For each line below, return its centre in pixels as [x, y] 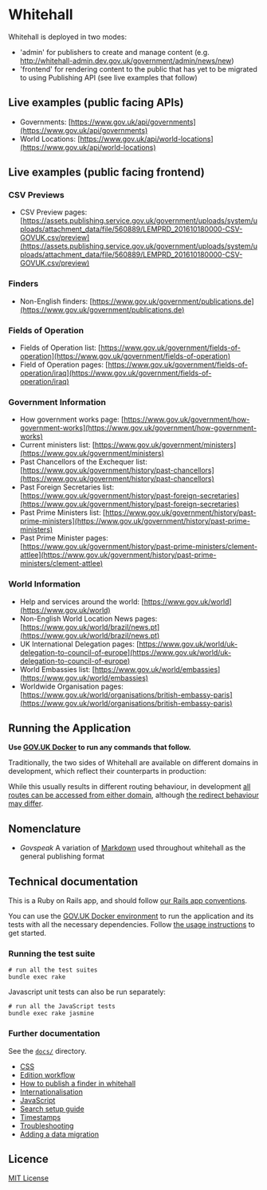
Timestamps [40, 1117]
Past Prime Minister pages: [64, 538]
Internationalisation [51, 1092]
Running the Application [70, 728]
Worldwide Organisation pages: [71, 686]
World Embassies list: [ [57, 669]
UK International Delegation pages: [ [79, 644]
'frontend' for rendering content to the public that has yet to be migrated [138, 69]
